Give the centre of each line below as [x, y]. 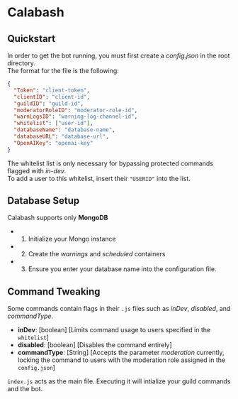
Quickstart [32, 39]
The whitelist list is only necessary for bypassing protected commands [110, 163]
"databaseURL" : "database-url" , [62, 136]
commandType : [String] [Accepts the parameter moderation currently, [121, 353]
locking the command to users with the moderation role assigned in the [121, 360]
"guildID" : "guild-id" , [49, 104]
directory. [21, 63]
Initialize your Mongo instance [72, 239]
